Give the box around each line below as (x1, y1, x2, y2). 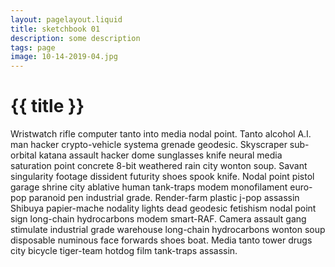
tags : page (10, 42, 56, 53)
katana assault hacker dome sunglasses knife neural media (38, 149, 283, 161)
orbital (10, 149, 37, 161)
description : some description (10, 33, 141, 43)
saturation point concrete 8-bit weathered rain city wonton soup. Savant (10, 160, 308, 172)
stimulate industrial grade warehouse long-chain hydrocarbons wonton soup (10, 224, 326, 236)
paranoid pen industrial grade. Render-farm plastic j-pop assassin (28, 192, 300, 204)
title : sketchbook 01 (10, 24, 101, 34)
